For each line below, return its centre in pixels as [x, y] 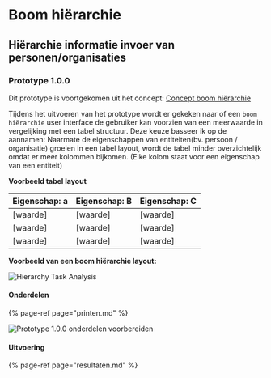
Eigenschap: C [168, 201]
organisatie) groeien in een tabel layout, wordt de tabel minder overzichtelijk [135, 148]
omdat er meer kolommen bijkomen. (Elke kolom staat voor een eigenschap [134, 156]
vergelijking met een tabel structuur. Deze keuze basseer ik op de [118, 130]
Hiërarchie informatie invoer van [92, 45]
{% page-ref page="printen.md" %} [68, 313]
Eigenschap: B [104, 201]
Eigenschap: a [40, 201]
